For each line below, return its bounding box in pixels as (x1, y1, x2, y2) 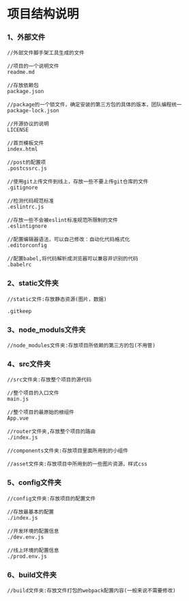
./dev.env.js (7, 533, 44, 541)
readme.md (7, 69, 35, 76)
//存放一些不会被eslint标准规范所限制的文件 (7, 217, 118, 224)
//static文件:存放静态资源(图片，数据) (7, 296, 107, 303)
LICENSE (7, 127, 29, 133)
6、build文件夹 (7, 570, 57, 579)
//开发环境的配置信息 (7, 528, 59, 535)
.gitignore (7, 184, 38, 192)
